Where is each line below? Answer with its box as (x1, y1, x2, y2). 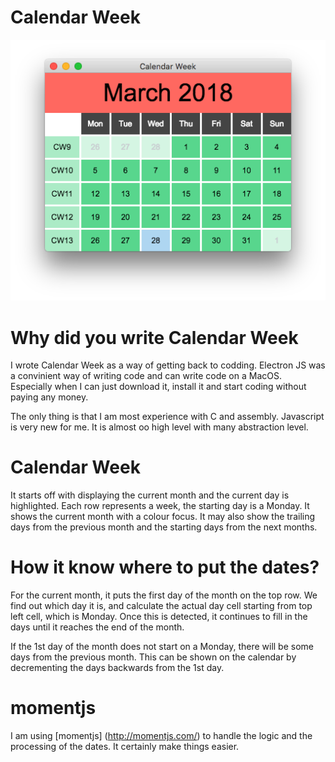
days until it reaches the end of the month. (10, 621, 185, 633)
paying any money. (10, 391, 89, 403)
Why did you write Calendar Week (10, 326, 299, 349)
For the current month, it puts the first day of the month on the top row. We (10, 589, 318, 601)
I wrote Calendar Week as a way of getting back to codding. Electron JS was (10, 359, 326, 371)
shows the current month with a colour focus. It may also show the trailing (10, 511, 316, 523)
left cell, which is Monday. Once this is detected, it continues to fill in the (10, 611, 308, 623)
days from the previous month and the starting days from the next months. (10, 521, 318, 533)
